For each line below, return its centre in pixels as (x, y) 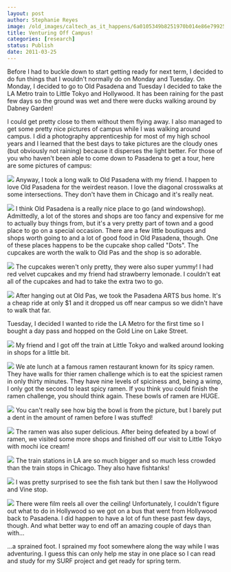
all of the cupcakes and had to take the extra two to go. (85, 281)
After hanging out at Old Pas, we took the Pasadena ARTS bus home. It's (118, 295)
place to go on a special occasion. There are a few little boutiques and (107, 230)
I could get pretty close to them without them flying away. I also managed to (114, 121)
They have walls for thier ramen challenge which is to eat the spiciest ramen (115, 374)
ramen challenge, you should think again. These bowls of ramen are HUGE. (113, 396)
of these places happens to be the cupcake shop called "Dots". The (103, 245)
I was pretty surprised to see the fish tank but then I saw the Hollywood (117, 482)
